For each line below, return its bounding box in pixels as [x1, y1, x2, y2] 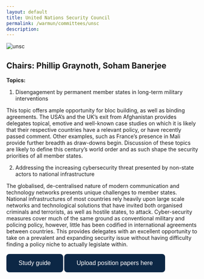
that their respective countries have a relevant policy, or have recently [6, 126, 181, 134]
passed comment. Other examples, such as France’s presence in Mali [6, 132, 181, 140]
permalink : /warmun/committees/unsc [6, 20, 99, 26]
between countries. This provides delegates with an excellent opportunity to [6, 228, 198, 235]
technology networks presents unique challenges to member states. [6, 189, 178, 196]
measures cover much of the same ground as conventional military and [6, 215, 185, 222]
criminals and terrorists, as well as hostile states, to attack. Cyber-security [6, 208, 193, 216]
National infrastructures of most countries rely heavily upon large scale [6, 195, 185, 203]
